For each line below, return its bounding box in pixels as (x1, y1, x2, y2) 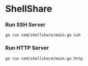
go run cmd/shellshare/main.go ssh (5, 32, 81, 38)
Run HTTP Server (5, 44, 49, 51)
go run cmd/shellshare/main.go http (5, 56, 83, 61)
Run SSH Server (5, 21, 46, 28)
